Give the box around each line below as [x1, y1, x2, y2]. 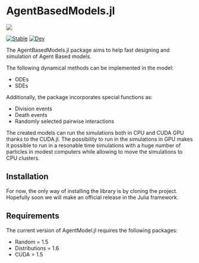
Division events [14, 105, 52, 112]
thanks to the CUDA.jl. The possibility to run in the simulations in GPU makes [6, 135, 193, 142]
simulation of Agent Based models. [6, 52, 92, 60]
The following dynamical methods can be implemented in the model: [6, 64, 174, 71]
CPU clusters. [6, 154, 40, 161]
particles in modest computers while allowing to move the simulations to [6, 148, 183, 155]
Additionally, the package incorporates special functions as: [6, 93, 153, 100]
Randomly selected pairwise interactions [14, 118, 115, 125]
